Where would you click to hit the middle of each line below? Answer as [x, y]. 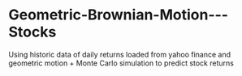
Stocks [32, 32]
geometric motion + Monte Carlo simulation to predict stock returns [121, 63]
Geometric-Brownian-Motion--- [119, 15]
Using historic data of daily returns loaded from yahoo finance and [120, 54]
